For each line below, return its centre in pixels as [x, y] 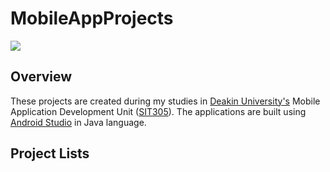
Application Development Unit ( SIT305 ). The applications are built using [158, 111]
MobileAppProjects [92, 18]
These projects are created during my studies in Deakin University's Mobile [165, 101]
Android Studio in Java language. [78, 122]
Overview [41, 77]
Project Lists [50, 153]
